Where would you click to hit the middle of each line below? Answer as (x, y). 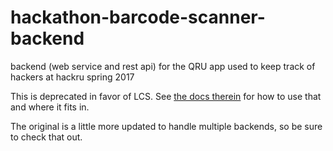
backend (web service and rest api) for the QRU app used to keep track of (163, 66)
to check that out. (46, 137)
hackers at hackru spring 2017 (72, 77)
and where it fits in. (50, 107)
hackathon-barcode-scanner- (138, 17)
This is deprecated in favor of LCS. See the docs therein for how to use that (166, 96)
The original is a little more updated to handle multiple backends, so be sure (166, 126)
